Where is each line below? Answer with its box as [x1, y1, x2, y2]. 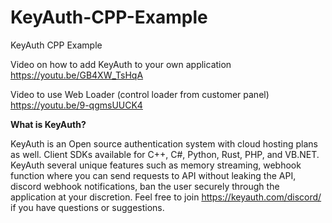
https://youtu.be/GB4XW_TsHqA [10, 69, 144, 81]
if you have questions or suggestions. [10, 201, 165, 213]
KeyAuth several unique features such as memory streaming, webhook [10, 159, 302, 171]
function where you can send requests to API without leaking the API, [10, 169, 297, 181]
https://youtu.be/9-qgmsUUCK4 [10, 99, 143, 111]
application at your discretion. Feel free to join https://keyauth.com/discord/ [10, 191, 322, 203]
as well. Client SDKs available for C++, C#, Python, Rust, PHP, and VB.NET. [10, 148, 320, 160]
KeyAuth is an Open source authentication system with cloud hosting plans [10, 137, 318, 150]
